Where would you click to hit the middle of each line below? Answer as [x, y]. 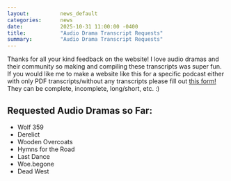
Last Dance [33, 156]
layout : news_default [53, 14]
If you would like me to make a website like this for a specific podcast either [116, 74]
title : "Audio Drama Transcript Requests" [85, 33]
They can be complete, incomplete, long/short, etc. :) [83, 89]
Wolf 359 [30, 127]
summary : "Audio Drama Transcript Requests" [85, 40]
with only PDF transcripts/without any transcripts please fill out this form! [112, 81]
